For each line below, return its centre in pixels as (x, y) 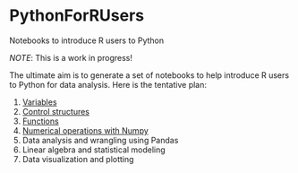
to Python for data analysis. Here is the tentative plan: (108, 84)
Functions (41, 121)
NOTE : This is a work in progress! (71, 57)
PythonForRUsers (77, 16)
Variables (39, 102)
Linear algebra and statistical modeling (94, 150)
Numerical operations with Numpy (85, 130)
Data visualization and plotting (78, 159)
